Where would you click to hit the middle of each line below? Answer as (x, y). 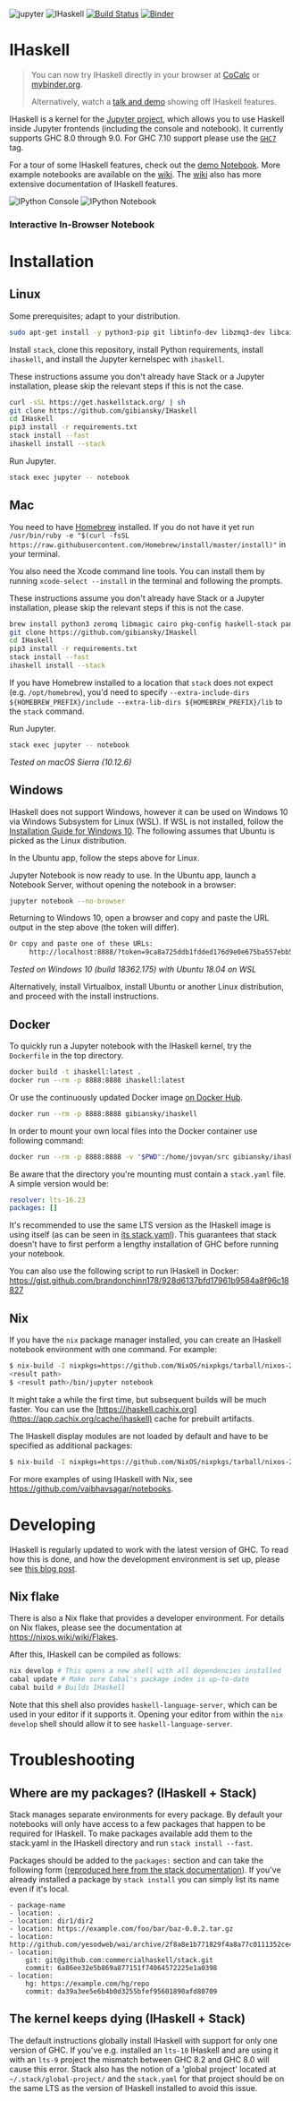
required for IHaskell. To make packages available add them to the (131, 1833)
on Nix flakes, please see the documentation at (96, 1628)
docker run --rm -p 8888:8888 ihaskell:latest (97, 1080)
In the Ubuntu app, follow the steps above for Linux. (104, 858)
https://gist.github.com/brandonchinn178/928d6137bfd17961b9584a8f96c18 (149, 1281)
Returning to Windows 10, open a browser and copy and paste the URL (139, 918)
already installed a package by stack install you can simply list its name (144, 1879)
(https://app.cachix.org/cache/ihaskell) (81, 1419)
